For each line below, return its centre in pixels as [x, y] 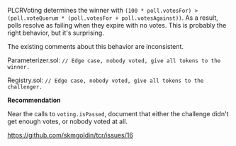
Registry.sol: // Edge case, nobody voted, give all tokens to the [106, 80]
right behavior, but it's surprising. [56, 33]
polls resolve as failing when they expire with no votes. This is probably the [117, 25]
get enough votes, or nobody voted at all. [67, 121]
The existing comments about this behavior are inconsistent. [96, 46]
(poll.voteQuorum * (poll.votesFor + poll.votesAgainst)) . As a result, [113, 18]
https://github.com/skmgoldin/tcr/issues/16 [70, 135]
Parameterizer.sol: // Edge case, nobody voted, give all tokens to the [114, 60]
